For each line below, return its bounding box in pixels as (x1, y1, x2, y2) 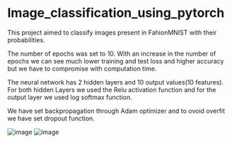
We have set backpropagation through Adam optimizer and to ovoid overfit (7, 106, 225, 115)
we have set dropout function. (7, 114, 95, 123)
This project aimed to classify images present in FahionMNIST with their (7, 28, 217, 37)
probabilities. (7, 35, 45, 44)
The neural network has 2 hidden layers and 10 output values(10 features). (7, 77, 224, 86)
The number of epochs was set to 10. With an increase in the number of (7, 49, 216, 58)
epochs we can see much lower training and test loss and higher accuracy (7, 56, 224, 65)
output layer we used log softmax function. (7, 93, 132, 101)
